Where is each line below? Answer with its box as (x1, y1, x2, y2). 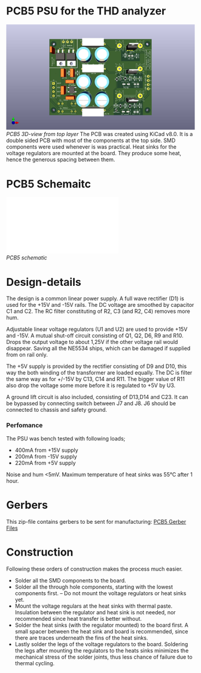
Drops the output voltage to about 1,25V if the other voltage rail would (6, 339, 178, 346)
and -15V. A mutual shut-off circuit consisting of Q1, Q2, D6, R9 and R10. (6, 332, 184, 339)
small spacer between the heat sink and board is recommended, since (14, 627, 188, 635)
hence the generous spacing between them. (6, 156, 115, 163)
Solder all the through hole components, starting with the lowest (14, 583, 173, 590)
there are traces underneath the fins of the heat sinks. (14, 634, 148, 641)
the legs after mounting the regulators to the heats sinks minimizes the (14, 647, 189, 654)
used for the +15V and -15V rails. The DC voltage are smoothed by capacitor (6, 301, 194, 309)
